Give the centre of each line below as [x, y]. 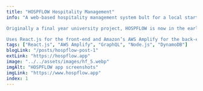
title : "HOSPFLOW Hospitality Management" [60, 12]
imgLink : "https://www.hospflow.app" [54, 73]
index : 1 [17, 78]
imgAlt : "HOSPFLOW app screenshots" [52, 67]
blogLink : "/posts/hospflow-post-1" [52, 51]
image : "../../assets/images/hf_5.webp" [58, 61]
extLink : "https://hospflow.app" [48, 56]
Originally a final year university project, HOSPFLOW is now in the [96, 28]
